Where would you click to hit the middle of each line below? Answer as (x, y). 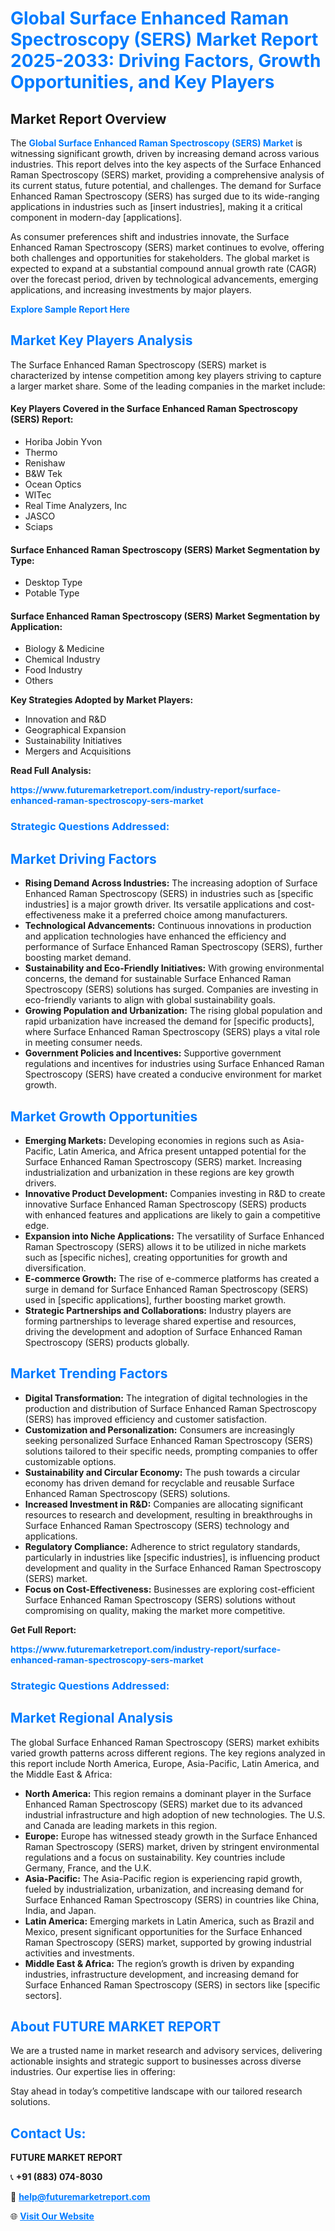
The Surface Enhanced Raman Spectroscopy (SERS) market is (138, 364)
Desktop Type (53, 583)
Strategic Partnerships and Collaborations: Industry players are (158, 1310)
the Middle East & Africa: (61, 1774)
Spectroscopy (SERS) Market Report (164, 39)
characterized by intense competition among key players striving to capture (166, 375)
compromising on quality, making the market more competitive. (155, 1610)
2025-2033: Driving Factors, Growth (166, 61)
